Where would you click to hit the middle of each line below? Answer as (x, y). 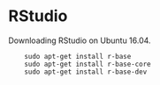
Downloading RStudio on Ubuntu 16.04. (80, 40)
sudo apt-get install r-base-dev (86, 72)
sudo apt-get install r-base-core (88, 64)
